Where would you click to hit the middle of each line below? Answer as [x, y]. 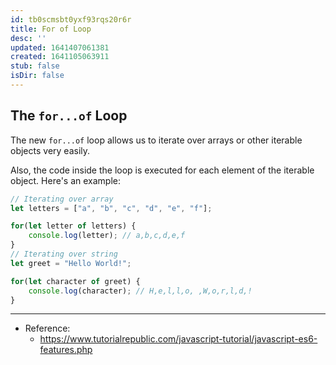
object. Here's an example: [65, 180]
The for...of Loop [69, 116]
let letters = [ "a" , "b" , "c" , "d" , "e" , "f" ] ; [111, 208]
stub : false [35, 66]
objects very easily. [50, 150]
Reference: [47, 328]
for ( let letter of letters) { [73, 226]
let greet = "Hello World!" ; [71, 263]
